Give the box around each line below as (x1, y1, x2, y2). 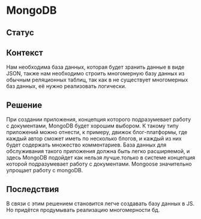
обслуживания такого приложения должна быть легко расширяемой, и (6, 148, 190, 155)
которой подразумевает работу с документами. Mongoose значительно (6, 160, 192, 168)
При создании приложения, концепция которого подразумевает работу (6, 116, 191, 123)
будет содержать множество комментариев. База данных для (6, 141, 167, 148)
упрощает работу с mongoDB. (6, 167, 83, 174)
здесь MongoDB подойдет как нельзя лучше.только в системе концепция (6, 154, 196, 162)
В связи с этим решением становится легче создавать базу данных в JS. (6, 200, 195, 207)
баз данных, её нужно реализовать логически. (6, 83, 127, 90)
